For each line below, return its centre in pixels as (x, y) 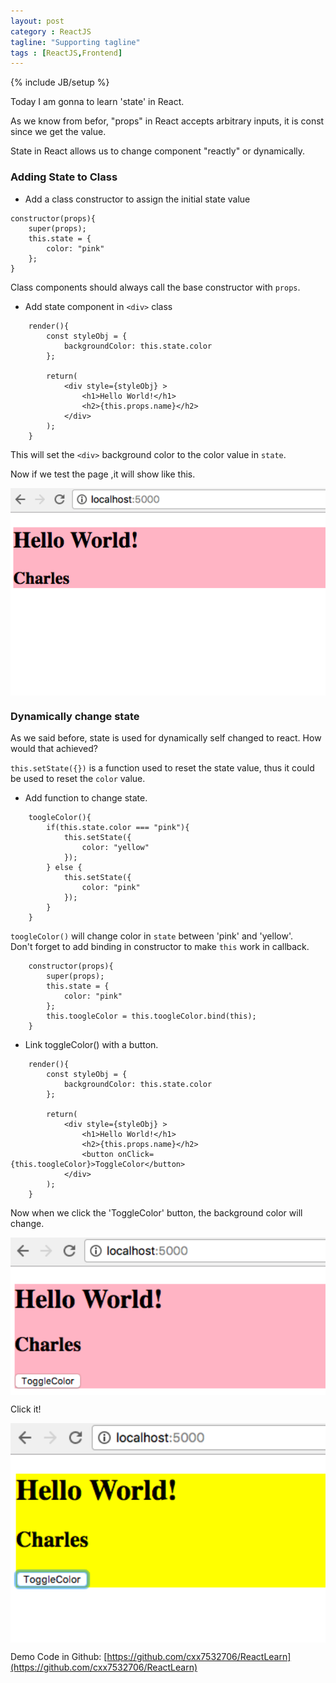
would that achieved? (54, 749)
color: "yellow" (115, 848)
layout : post (37, 21)
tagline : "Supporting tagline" (75, 42)
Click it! (26, 1409)
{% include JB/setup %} (60, 82)
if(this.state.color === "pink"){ (118, 828)
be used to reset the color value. (78, 779)
